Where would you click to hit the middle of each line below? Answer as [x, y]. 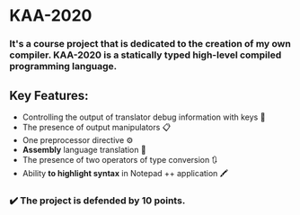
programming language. [63, 67]
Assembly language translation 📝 [84, 149]
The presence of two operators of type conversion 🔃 [120, 159]
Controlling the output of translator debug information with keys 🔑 [144, 117]
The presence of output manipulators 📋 [97, 127]
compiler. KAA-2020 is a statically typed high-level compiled [146, 55]
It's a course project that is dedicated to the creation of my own [150, 44]
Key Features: [49, 95]
